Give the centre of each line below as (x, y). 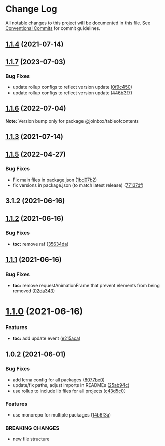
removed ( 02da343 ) (34, 291)
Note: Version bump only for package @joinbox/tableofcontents (72, 121)
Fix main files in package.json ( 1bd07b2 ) (55, 180)
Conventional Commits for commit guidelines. (53, 28)
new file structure (31, 439)
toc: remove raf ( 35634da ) (40, 244)
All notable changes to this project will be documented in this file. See (78, 23)
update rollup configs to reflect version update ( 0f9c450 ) (72, 87)
